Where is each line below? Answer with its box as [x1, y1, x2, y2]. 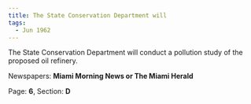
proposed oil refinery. [8, 56, 79, 65]
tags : [8, 19, 26, 27]
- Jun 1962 [15, 26, 51, 34]
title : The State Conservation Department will [8, 11, 168, 20]
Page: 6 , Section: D [8, 87, 71, 96]
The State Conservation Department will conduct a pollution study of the [8, 48, 243, 58]
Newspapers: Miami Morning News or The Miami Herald [8, 72, 194, 81]
